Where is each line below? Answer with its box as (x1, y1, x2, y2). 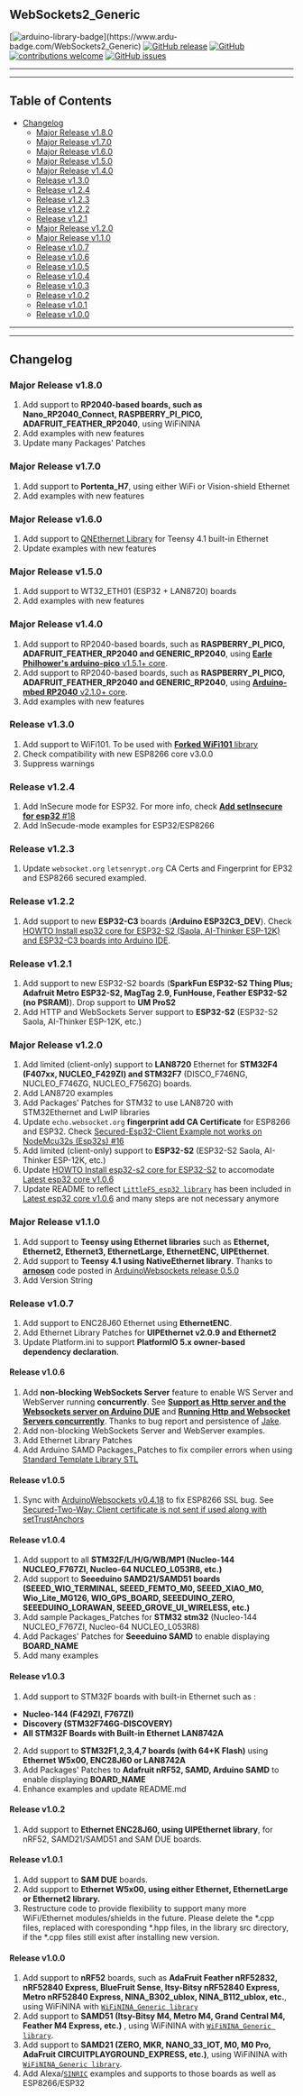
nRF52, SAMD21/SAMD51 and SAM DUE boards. (22, 1834, 202, 1844)
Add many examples (22, 1650, 99, 1661)
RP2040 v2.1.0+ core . (46, 686, 128, 697)
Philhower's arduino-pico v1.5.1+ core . (22, 657, 169, 668)
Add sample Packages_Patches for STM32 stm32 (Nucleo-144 (22, 1612, 258, 1623)
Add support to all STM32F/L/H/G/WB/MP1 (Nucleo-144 (22, 1554, 235, 1565)
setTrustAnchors (22, 1514, 85, 1524)
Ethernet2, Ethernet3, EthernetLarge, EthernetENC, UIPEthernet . (22, 1246, 270, 1257)
